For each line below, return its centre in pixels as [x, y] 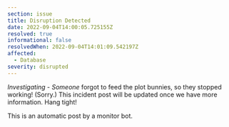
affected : [22, 54]
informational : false [40, 40]
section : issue [30, 14]
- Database [30, 60]
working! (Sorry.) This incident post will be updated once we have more [112, 94]
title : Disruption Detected [49, 21]
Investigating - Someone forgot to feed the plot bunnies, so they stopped [115, 87]
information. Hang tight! [42, 102]
